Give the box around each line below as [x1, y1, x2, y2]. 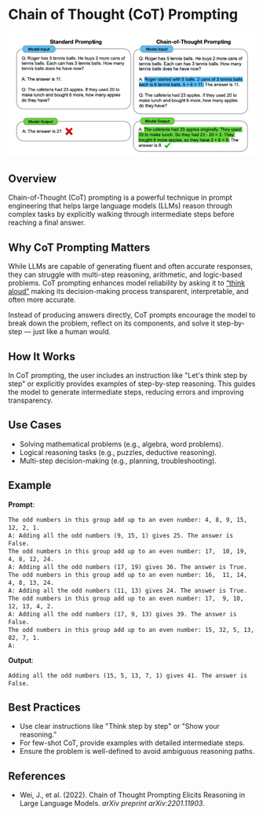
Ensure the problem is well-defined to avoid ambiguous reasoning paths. [19, 747, 255, 756]
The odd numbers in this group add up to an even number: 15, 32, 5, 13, [8, 626, 255, 634]
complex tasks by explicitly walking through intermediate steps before [8, 210, 235, 219]
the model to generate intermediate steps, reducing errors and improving [8, 387, 244, 396]
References [8, 769, 66, 783]
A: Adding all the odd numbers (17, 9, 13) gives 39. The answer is [8, 610, 237, 618]
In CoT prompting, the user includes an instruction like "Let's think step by [8, 370, 248, 380]
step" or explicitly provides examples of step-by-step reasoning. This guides [8, 379, 256, 388]
